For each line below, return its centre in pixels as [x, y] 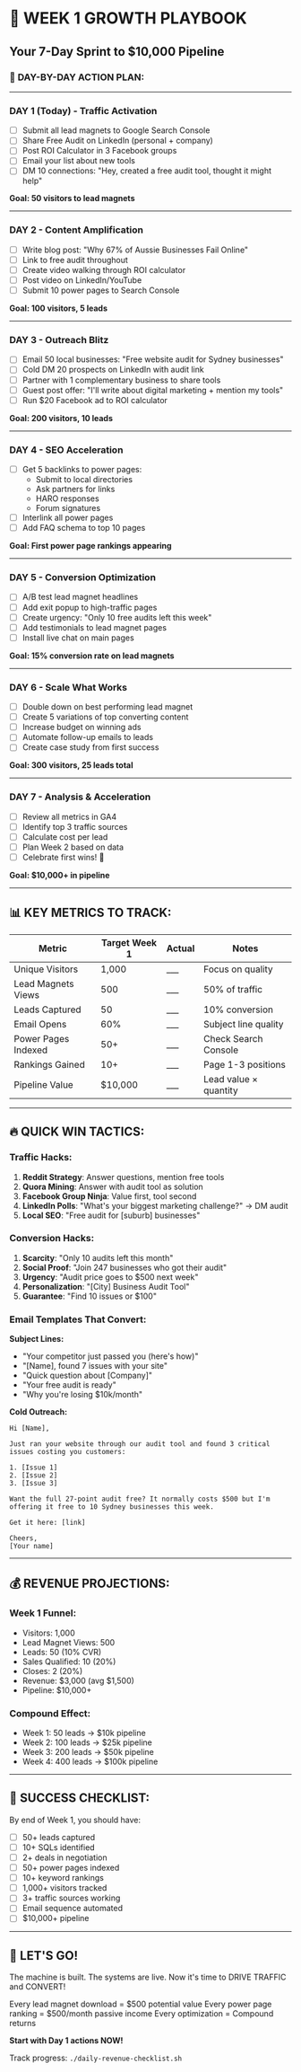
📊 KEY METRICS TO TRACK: [90, 913]
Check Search [233, 1038]
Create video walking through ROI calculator [104, 269]
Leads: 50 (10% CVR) [62, 1652]
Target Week [129, 942]
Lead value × [230, 1079]
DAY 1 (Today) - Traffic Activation [83, 110]
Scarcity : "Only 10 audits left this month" [98, 1257]
